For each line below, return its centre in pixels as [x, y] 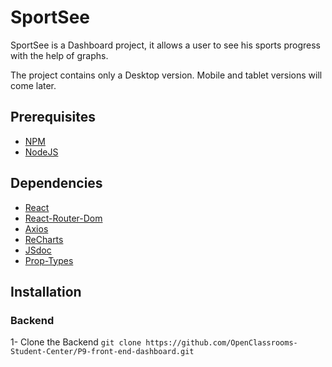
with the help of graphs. [59, 55]
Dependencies [56, 183]
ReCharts [44, 239]
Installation [46, 291]
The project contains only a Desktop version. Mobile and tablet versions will [166, 75]
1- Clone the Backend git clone [76, 342]
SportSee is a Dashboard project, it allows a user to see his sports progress [165, 45]
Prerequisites [53, 117]
